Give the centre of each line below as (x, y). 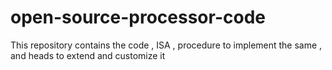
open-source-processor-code (138, 17)
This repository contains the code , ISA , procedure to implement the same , (166, 45)
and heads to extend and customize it (88, 55)
